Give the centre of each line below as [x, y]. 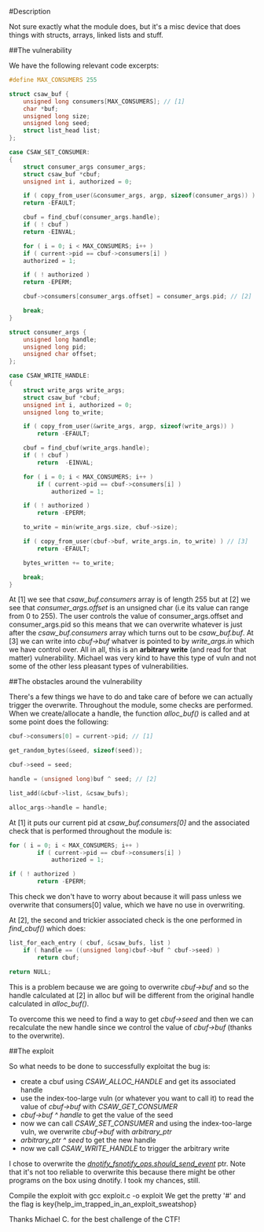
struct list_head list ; [62, 131]
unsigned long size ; [57, 116]
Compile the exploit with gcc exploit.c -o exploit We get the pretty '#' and [127, 1195]
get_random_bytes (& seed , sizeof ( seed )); [76, 751]
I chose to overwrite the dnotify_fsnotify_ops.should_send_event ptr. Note [127, 1164]
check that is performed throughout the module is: [90, 831]
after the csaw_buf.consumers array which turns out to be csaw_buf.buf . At [131, 633]
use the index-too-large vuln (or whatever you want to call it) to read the [137, 1098]
